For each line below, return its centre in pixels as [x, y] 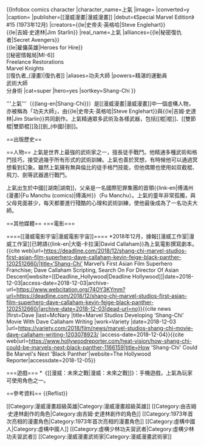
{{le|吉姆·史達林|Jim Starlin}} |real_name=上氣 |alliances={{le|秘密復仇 [94, 32]
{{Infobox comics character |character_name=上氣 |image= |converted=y [98, 9]
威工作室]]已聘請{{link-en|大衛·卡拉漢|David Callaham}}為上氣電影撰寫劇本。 [102, 244]
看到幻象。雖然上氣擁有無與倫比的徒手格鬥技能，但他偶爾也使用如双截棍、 [104, 167]
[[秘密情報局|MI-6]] [30, 55]
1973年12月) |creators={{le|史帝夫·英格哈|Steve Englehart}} [92, 25]
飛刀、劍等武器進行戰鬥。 [38, 175]
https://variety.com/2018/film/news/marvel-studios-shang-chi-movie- [105, 328]
